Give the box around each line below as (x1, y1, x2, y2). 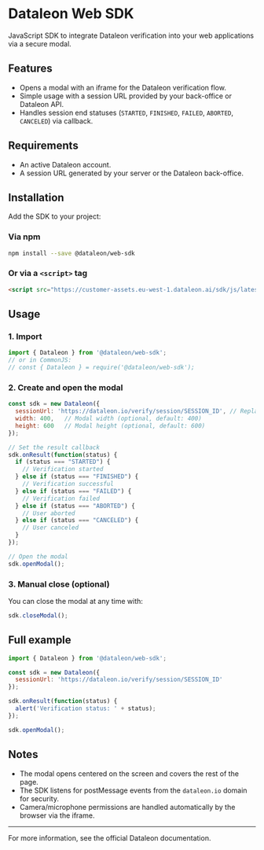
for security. (19, 793, 59, 803)
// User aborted (22, 509, 76, 517)
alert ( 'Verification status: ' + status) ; (15, 705, 156, 712)
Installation (8, 190, 64, 204)
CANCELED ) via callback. (19, 116, 93, 126)
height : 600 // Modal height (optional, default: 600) (15, 421, 206, 429)
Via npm (8, 231, 41, 242)
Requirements (8, 139, 79, 153)
